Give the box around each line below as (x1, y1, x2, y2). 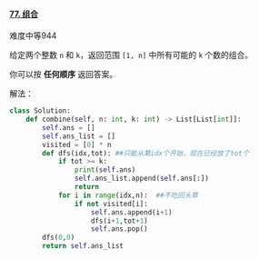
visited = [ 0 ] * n (42, 140, 112, 149)
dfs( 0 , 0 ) (42, 233, 75, 243)
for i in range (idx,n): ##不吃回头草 (57, 191, 198, 200)
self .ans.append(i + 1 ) (90, 207, 173, 217)
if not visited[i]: (74, 199, 148, 208)
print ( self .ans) (74, 165, 136, 174)
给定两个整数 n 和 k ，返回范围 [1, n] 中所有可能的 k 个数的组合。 (9, 50, 254, 61)
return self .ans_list (42, 242, 125, 251)
